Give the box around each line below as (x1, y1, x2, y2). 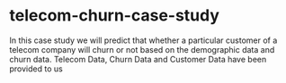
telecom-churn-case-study (9, 5, 220, 26)
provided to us (9, 63, 63, 74)
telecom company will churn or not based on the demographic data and (9, 44, 275, 54)
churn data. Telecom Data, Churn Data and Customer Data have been (9, 54, 267, 64)
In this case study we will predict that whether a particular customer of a (9, 35, 278, 46)
